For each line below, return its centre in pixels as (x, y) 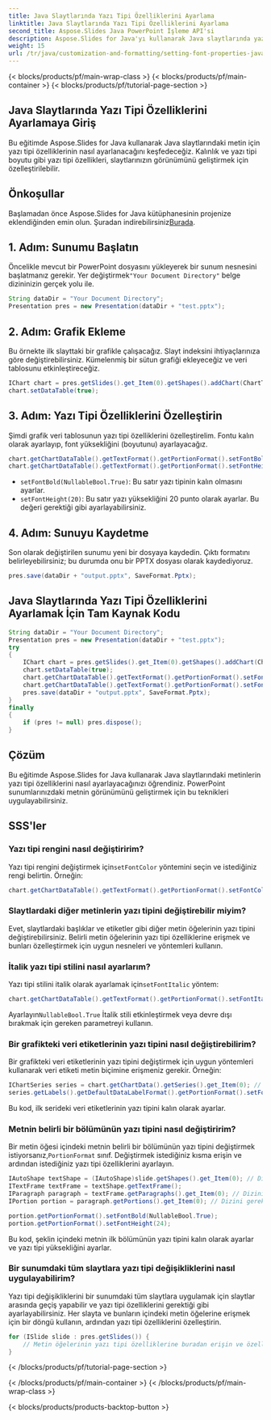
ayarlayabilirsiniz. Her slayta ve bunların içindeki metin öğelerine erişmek (129, 1313)
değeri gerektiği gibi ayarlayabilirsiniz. (83, 507)
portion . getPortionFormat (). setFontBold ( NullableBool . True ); (113, 1216)
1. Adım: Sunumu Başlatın (74, 248)
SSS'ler (27, 826)
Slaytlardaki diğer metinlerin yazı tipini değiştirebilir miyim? (127, 911)
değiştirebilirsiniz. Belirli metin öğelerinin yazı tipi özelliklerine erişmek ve (129, 937)
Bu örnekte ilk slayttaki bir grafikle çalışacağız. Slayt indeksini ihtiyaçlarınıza (134, 351)
